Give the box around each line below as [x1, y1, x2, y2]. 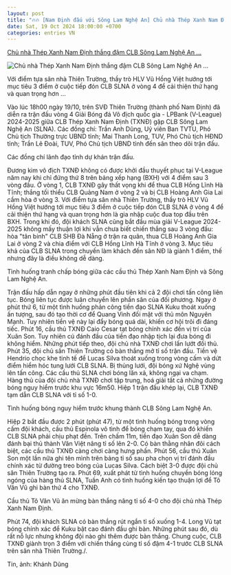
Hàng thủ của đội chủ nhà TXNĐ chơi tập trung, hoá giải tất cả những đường [7, 376, 223, 385]
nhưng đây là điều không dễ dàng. [7, 254, 104, 263]
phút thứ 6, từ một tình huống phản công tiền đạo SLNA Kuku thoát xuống [7, 303, 216, 311]
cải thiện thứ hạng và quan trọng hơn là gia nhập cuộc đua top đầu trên [7, 210, 208, 219]
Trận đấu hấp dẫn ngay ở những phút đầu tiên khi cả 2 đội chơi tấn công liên [7, 288, 223, 296]
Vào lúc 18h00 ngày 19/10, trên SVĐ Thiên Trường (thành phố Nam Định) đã [7, 103, 221, 111]
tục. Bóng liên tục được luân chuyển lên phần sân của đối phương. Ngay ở [7, 296, 217, 304]
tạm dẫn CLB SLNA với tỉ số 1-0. [7, 391, 98, 399]
